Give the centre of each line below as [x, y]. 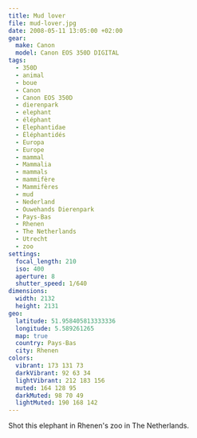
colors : [21, 358]
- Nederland [35, 202]
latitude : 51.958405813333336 [65, 321]
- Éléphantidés [41, 135]
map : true [32, 336]
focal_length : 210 [46, 261]
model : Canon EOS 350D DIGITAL [67, 53]
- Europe [30, 150]
